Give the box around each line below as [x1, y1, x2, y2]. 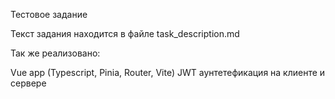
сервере [10, 77, 47, 89]
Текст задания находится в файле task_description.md [10, 28, 240, 39]
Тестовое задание [10, 9, 88, 20]
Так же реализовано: [10, 47, 101, 59]
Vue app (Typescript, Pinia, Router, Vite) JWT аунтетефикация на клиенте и [10, 67, 326, 78]
